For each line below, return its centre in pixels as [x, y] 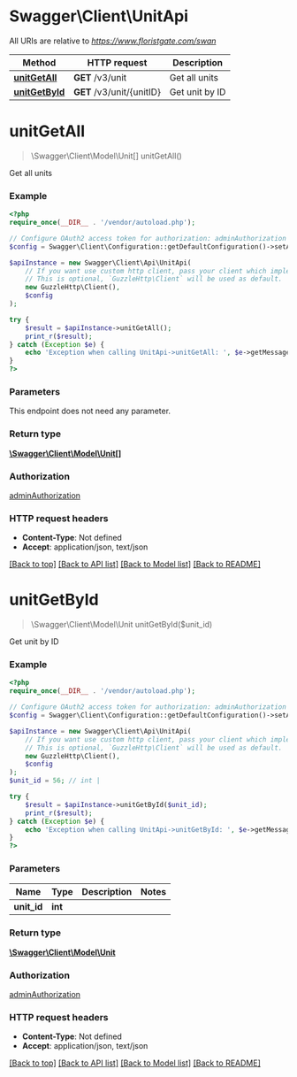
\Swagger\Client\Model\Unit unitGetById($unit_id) [122, 625]
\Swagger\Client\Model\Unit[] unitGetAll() [107, 156]
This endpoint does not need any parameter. [90, 411]
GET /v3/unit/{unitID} [118, 92]
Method [39, 62]
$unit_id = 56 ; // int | [55, 781]
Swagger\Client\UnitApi [99, 16]
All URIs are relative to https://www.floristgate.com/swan [113, 41]
